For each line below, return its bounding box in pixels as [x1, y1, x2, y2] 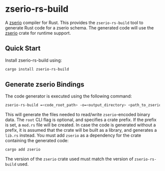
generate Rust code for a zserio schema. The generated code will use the [5, 24, 154, 30]
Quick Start [5, 44, 41, 52]
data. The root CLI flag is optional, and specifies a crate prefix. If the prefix [5, 117, 157, 123]
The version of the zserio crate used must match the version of [5, 156, 134, 162]
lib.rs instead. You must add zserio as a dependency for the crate [5, 132, 141, 138]
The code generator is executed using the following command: [5, 93, 132, 99]
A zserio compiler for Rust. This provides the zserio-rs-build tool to [5, 20, 143, 25]
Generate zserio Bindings [5, 80, 84, 89]
